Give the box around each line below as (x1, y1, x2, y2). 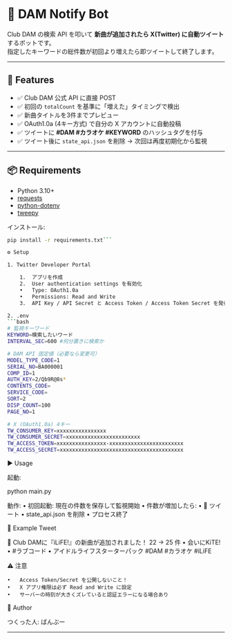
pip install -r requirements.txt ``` (7, 237, 113, 244)
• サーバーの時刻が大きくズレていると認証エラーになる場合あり (7, 592, 169, 598)
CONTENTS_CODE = (7, 383, 51, 390)
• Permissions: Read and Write (19, 293, 116, 300)
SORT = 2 (7, 396, 26, 403)
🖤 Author (7, 603, 32, 612)
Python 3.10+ (17, 186, 55, 194)
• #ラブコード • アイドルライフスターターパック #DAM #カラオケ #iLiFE (7, 547, 212, 556)
